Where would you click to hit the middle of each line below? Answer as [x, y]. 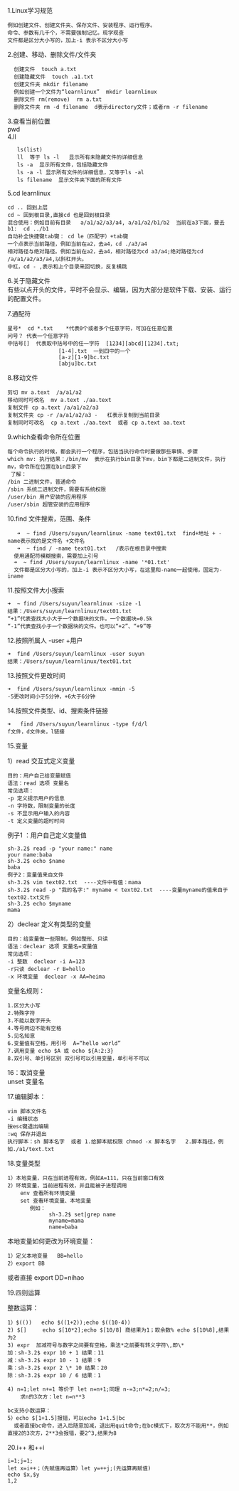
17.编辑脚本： [27, 1097]
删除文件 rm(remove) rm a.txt [58, 100]
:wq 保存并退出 [27, 1134]
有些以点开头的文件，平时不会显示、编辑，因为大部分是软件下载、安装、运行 [119, 290]
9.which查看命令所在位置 [44, 437]
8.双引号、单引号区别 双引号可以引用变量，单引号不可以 [78, 1058]
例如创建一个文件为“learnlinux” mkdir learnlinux [86, 92]
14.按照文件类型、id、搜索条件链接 [58, 711]
